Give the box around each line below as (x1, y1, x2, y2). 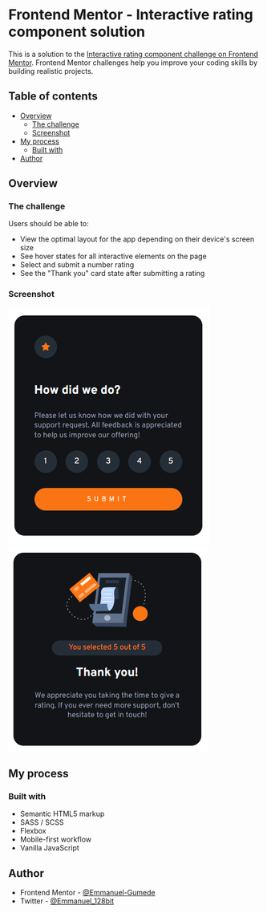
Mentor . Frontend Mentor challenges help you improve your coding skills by (8, 58, 258, 67)
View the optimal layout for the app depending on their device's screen (19, 234, 255, 244)
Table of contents (8, 90, 98, 103)
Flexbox (19, 826, 47, 836)
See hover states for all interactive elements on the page (19, 251, 207, 262)
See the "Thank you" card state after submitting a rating (19, 269, 205, 278)
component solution (8, 22, 146, 41)
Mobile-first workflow (19, 834, 92, 844)
